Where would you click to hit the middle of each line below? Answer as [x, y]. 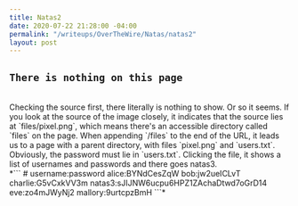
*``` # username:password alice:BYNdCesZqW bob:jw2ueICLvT [125, 174]
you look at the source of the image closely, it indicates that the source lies [146, 117]
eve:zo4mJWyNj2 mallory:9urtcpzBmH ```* [88, 193]
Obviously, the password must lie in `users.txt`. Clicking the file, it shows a [145, 155]
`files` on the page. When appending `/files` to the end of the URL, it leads [145, 136]
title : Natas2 [36, 17]
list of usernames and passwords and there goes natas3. [113, 164]
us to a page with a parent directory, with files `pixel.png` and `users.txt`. [142, 145]
